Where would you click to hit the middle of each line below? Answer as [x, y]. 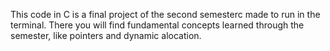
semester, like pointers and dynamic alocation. [106, 35]
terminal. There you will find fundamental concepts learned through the [157, 25]
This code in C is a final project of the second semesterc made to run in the [165, 14]
